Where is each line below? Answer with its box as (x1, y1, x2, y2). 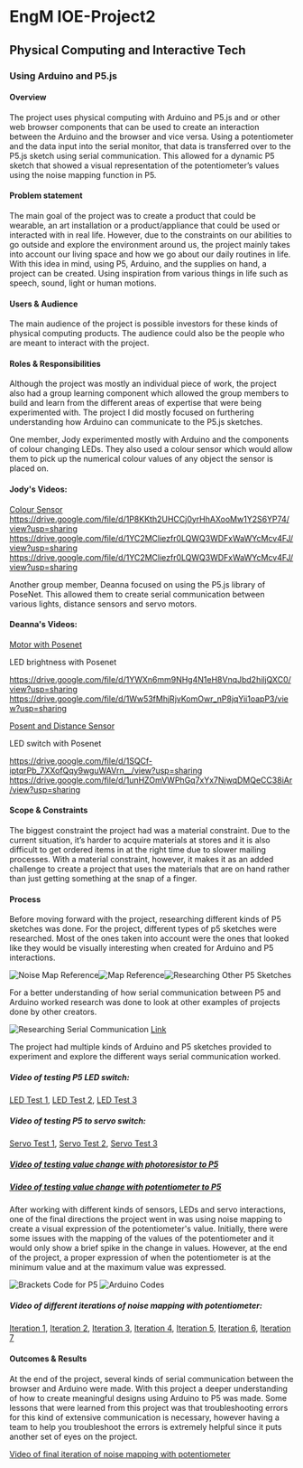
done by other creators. (9, 1006, 97, 1018)
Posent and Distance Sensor (9, 720, 115, 731)
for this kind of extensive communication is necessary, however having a (9, 1412, 280, 1423)
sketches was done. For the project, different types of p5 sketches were (9, 924, 277, 935)
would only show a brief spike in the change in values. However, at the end (9, 1243, 288, 1254)
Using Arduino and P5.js (9, 70, 117, 82)
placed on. (9, 463, 50, 474)
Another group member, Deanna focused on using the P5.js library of (9, 579, 266, 589)
